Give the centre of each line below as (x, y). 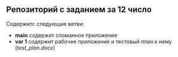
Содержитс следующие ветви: (45, 24)
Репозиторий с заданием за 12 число (79, 10)
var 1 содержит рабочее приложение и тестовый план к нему (93, 41)
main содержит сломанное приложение (66, 35)
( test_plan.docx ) (35, 48)
